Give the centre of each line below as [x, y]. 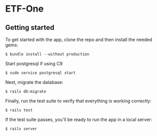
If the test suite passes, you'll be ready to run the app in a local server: [79, 120]
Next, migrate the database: [34, 82]
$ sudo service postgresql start [41, 73]
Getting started [30, 28]
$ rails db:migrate [26, 92]
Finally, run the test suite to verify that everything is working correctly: [78, 101]
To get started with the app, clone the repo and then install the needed [79, 39]
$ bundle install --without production [47, 54]
